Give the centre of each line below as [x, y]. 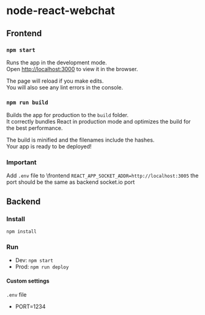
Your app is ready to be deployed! [49, 146]
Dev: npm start [34, 260]
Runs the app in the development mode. [57, 63]
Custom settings [28, 281]
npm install [21, 232]
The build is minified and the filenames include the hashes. [80, 140]
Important [21, 162]
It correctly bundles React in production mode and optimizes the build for [99, 122]
